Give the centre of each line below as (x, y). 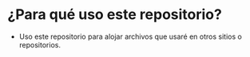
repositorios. (40, 44)
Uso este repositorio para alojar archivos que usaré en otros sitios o (131, 36)
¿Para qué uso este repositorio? (115, 15)
